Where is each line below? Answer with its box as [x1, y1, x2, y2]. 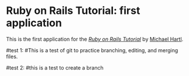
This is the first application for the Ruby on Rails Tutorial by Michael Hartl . [6, 35, 184, 42]
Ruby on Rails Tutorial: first [6, 4, 140, 17]
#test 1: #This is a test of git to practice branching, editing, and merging [6, 46, 178, 53]
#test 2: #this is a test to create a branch [6, 64, 104, 71]
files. [6, 53, 18, 60]
